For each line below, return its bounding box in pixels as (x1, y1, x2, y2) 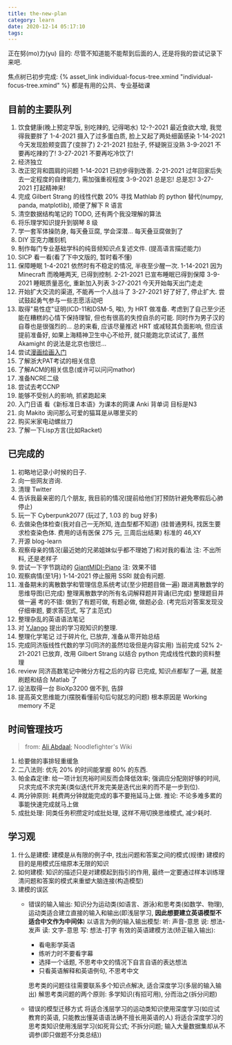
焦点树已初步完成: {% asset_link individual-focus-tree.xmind (8, 73, 179, 81)
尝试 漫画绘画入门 (17, 348, 67, 356)
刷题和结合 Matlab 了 (17, 675, 78, 684)
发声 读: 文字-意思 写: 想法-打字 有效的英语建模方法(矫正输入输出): (28, 925, 216, 934)
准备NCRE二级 (17, 374, 59, 383)
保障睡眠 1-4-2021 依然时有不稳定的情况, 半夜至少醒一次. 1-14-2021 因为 (17, 262, 223, 270)
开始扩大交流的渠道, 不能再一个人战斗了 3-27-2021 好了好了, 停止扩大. (17, 288, 217, 296)
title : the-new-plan (8, 10, 68, 17)
